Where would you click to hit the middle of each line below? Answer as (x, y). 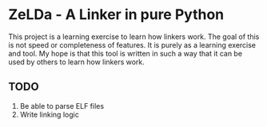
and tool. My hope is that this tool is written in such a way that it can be (125, 53)
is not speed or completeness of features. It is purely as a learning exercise (132, 44)
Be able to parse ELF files (62, 106)
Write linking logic (50, 114)
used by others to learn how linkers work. (77, 62)
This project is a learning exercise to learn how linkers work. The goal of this (134, 37)
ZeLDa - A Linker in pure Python (116, 15)
